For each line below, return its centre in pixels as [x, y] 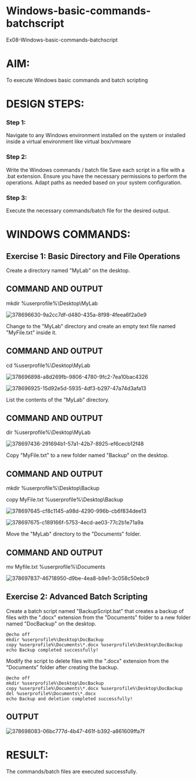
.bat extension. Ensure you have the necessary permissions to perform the [97, 176]
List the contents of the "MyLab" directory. [58, 400]
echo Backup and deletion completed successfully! [69, 699]
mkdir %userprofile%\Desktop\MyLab [52, 303]
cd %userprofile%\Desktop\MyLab [48, 365]
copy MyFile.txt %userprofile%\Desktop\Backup [65, 500]
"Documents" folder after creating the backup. [62, 667]
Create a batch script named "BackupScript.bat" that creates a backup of [95, 611]
